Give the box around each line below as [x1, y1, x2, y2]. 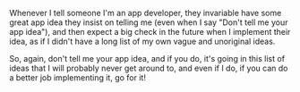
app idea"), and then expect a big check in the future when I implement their [9, 27, 291, 37]
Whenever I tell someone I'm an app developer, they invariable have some [9, 8, 282, 18]
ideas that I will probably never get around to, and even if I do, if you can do [9, 63, 288, 73]
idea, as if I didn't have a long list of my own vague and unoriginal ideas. [9, 36, 276, 46]
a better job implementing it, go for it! [9, 72, 146, 83]
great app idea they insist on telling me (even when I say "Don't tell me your [9, 17, 288, 28]
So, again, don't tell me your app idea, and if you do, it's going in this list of [9, 54, 285, 63]
